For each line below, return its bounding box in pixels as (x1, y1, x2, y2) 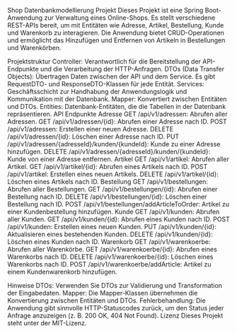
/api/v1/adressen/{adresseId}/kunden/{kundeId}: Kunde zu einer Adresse (7, 140, 221, 148)
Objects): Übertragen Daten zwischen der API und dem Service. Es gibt (7, 72, 216, 81)
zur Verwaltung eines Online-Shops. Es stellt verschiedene (44, 13, 216, 22)
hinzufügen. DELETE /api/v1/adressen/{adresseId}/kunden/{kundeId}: (7, 148, 211, 156)
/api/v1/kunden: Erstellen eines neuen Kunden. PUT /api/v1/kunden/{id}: (7, 223, 217, 230)
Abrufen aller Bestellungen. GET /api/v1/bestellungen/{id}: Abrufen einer (7, 185, 218, 193)
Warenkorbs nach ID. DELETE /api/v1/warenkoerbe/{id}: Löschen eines (7, 252, 214, 261)
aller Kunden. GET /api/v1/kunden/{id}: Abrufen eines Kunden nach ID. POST (7, 215, 230, 223)
